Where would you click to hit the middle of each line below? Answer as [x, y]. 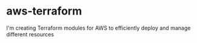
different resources [30, 34]
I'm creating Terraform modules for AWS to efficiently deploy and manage [98, 28]
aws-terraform [44, 11]
